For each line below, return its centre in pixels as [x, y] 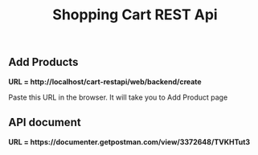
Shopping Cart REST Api [135, 15]
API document [45, 122]
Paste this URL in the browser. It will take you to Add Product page [118, 97]
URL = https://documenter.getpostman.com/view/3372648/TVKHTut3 [129, 141]
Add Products [43, 62]
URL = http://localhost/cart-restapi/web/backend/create [105, 81]
